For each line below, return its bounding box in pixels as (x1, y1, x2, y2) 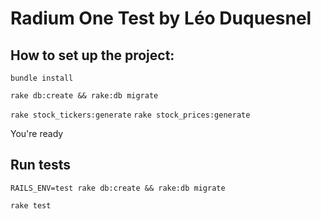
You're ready (10, 128, 64, 139)
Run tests (10, 157, 71, 174)
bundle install (10, 73, 74, 83)
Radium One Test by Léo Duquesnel (10, 7, 312, 30)
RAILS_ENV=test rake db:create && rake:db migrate (10, 183, 226, 193)
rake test (10, 200, 52, 211)
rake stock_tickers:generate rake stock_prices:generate (10, 110, 251, 120)
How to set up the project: (10, 47, 175, 64)
